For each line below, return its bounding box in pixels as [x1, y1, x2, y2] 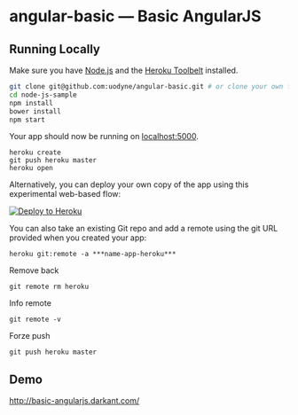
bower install [9, 106, 62, 116]
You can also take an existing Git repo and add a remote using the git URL [9, 223, 278, 234]
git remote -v [9, 315, 62, 325]
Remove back [9, 265, 59, 276]
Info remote [9, 298, 51, 309]
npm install [9, 98, 53, 107]
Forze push [9, 331, 51, 341]
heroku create [9, 148, 62, 157]
